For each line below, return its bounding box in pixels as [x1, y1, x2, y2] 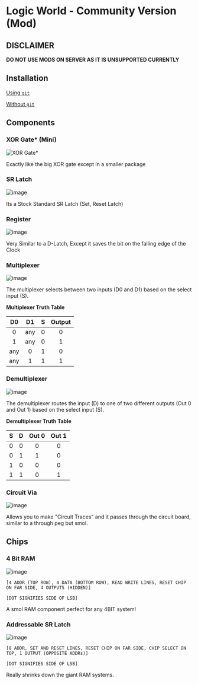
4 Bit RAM [6, 555, 35, 563]
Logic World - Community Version [6, 4, 177, 18]
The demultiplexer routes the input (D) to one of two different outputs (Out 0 [6, 399, 191, 407]
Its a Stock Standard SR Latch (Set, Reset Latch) [6, 200, 124, 207]
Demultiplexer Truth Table [6, 417, 72, 425]
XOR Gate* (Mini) [6, 135, 57, 144]
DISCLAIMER [6, 40, 54, 50]
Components [6, 117, 55, 128]
